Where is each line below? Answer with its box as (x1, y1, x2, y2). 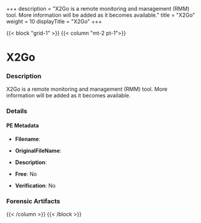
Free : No (14, 170, 37, 177)
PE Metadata (6, 122, 39, 129)
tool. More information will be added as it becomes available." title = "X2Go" (6, 11, 196, 19)
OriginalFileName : (14, 147, 62, 154)
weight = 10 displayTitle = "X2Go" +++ (6, 18, 103, 25)
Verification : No (14, 182, 56, 189)
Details (6, 107, 28, 115)
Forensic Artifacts (6, 197, 60, 205)
